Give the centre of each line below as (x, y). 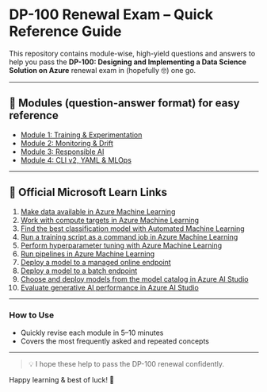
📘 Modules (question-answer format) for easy (124, 104)
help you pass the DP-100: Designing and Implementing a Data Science (128, 62)
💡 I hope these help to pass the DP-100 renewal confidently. (126, 363)
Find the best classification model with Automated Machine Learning (132, 229)
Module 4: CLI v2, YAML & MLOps (76, 159)
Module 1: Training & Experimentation (81, 135)
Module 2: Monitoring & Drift (67, 143)
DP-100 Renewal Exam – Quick (111, 15)
